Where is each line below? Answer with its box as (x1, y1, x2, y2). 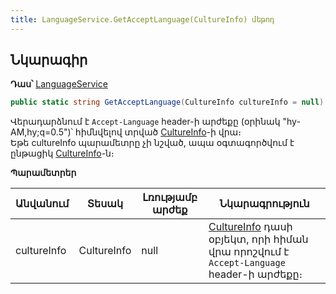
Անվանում (15, 197, 70, 211)
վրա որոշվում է (208, 245, 290, 259)
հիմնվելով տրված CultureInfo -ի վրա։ (74, 126, 242, 138)
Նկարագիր (10, 52, 88, 69)
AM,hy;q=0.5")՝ (10, 126, 73, 138)
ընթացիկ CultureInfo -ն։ (10, 147, 115, 160)
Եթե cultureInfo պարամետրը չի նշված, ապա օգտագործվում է (10, 137, 295, 149)
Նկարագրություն (219, 197, 310, 211)
